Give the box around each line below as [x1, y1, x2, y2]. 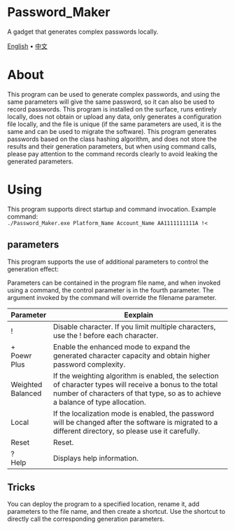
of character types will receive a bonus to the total [52, 379, 218, 389]
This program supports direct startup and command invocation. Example [7, 205, 217, 213]
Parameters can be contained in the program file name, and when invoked [7, 278, 221, 287]
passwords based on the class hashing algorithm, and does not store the [7, 135, 217, 143]
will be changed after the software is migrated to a [52, 417, 218, 427]
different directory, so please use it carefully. [52, 426, 201, 435]
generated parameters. [7, 157, 73, 165]
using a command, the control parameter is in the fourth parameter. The [7, 285, 214, 294]
